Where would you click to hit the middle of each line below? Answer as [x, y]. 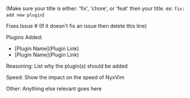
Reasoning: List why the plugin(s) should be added [67, 66]
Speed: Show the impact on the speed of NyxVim [65, 77]
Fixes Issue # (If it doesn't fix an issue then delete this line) [77, 26]
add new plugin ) [25, 15]
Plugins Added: [24, 37]
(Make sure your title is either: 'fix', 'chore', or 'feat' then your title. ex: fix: [96, 8]
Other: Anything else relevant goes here [54, 89]
